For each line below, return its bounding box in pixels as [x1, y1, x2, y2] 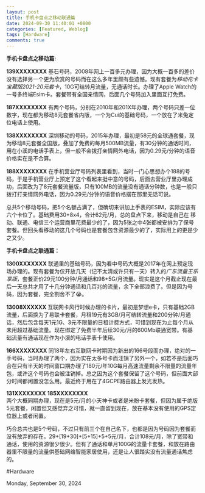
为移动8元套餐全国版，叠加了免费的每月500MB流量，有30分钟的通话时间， [6, 140, 195, 146]
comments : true [6, 37, 45, 43]
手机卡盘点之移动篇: [6, 55, 57, 62]
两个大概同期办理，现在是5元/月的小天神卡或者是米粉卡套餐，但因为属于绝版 [6, 397, 198, 404]
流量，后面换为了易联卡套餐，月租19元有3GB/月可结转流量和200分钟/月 [6, 311, 186, 318]
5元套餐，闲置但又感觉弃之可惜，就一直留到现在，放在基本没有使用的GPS [6, 405, 191, 412]
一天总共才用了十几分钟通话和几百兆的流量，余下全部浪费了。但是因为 [11, 283, 187, 290]
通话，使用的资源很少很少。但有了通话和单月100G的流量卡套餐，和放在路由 [6, 441, 195, 447]
